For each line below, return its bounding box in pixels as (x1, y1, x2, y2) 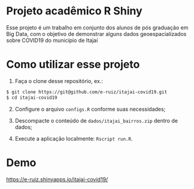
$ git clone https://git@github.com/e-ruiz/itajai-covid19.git (6, 89, 168, 95)
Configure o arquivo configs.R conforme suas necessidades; (14, 105, 166, 112)
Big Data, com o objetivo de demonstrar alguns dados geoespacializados (6, 30, 187, 37)
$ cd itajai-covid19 (6, 94, 58, 100)
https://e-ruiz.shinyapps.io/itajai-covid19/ (6, 175, 108, 183)
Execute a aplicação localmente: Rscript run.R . (14, 135, 133, 142)
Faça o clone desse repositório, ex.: (14, 77, 104, 84)
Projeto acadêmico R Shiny (6, 4, 143, 18)
